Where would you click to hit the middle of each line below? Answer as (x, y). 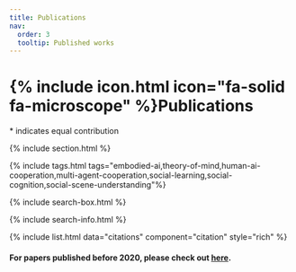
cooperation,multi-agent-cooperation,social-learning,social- (121, 175)
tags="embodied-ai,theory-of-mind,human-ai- (175, 166)
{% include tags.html (48, 166)
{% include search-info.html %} (68, 220)
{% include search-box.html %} (68, 202)
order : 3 (34, 34)
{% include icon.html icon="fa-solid (147, 87)
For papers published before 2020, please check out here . (121, 258)
